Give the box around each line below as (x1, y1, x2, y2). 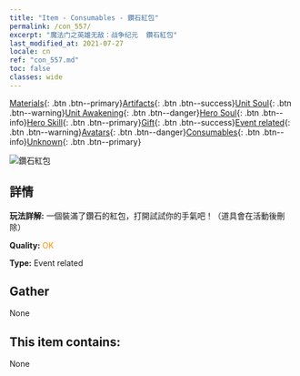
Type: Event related (9, 257, 84, 269)
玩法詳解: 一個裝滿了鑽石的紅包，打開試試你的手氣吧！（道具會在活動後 (9, 210, 277, 221)
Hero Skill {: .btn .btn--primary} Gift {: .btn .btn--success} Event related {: (26, 117, 291, 127)
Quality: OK (9, 239, 55, 250)
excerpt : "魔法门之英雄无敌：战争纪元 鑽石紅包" (9, 30, 178, 39)
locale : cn (9, 47, 51, 56)
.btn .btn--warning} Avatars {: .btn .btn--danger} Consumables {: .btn (9, 127, 261, 137)
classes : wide (9, 73, 64, 82)
